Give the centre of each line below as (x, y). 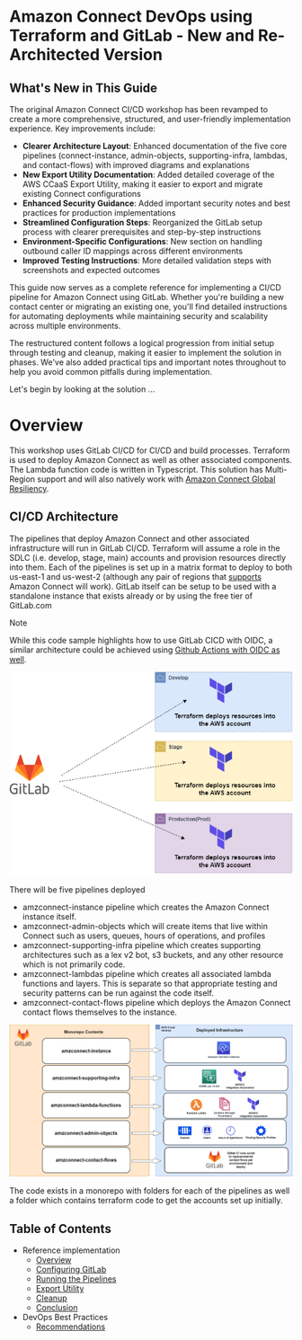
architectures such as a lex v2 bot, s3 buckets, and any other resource (153, 955)
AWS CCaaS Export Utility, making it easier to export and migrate (142, 184)
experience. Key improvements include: (82, 129)
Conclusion (57, 1308)
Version (133, 55)
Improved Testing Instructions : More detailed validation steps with (147, 261)
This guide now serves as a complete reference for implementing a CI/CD (145, 288)
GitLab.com (31, 605)
